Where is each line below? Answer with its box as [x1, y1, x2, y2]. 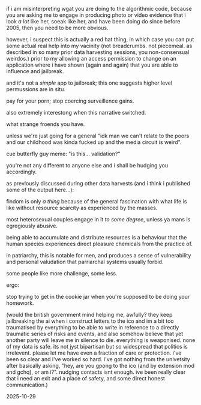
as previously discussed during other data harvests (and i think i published [6, 180, 190, 187]
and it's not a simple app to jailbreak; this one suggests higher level [6, 79, 173, 86]
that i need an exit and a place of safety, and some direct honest [6, 375, 165, 382]
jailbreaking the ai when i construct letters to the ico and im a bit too [6, 317, 174, 325]
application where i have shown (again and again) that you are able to [6, 61, 178, 68]
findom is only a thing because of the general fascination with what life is [6, 198, 187, 205]
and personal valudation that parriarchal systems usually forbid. [6, 258, 164, 265]
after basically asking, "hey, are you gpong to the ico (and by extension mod [6, 362, 195, 369]
